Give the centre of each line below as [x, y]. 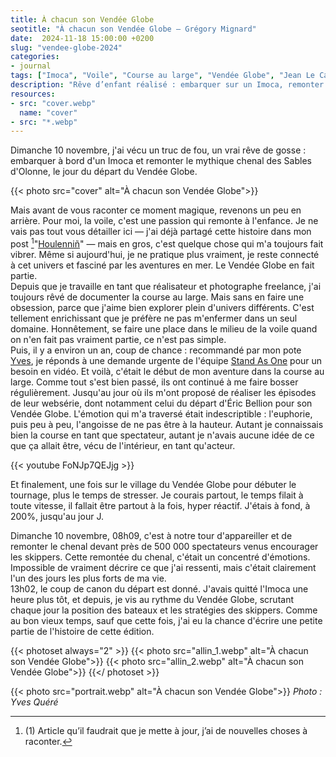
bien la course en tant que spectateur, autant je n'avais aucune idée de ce [162, 435]
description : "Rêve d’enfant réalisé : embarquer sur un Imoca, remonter [167, 85]
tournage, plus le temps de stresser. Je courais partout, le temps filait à [157, 495]
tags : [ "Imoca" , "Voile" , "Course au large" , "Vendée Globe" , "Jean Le [162, 76]
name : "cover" [48, 112]
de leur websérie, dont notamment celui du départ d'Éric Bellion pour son [161, 403]
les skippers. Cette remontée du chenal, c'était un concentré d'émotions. [160, 557]
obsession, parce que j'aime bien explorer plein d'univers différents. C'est [162, 307]
